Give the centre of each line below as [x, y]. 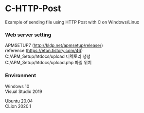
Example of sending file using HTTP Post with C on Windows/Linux [72, 22]
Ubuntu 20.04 [19, 101]
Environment [21, 75]
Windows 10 [17, 86]
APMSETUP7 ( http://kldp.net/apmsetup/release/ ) [54, 45]
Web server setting [28, 35]
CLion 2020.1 [18, 106]
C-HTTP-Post [33, 9]
